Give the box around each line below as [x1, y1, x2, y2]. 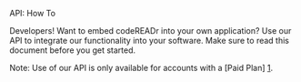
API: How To [9, 8, 56, 18]
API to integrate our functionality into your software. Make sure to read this [9, 36, 289, 46]
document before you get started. [9, 45, 136, 56]
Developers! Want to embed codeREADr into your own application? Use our [9, 26, 292, 36]
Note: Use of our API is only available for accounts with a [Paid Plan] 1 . [9, 63, 274, 73]
